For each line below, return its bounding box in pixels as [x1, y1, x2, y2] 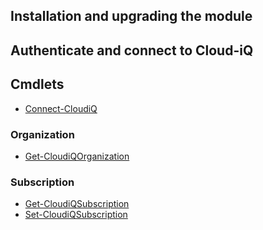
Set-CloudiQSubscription [24, 209, 128, 221]
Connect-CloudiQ [24, 102, 98, 114]
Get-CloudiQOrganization [24, 150, 130, 162]
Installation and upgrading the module [10, 8, 253, 25]
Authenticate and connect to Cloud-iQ [10, 42, 254, 59]
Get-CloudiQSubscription [24, 198, 130, 210]
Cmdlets [10, 76, 65, 93]
